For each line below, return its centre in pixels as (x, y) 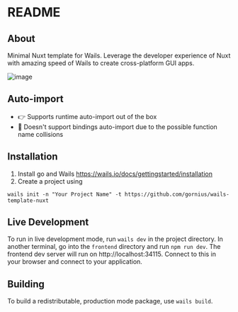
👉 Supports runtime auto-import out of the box (87, 116)
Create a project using (50, 181)
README (34, 12)
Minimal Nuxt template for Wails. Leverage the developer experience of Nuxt (119, 55)
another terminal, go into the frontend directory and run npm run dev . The (114, 247)
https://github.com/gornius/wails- (177, 194)
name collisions (40, 134)
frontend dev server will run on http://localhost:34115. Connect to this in (112, 254)
